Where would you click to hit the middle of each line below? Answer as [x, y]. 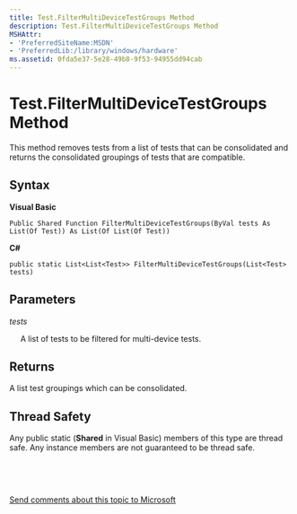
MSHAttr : [26, 34]
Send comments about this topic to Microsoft [93, 500]
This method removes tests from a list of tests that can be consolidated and [149, 147]
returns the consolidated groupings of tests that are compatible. [127, 157]
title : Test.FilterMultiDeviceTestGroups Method [102, 17]
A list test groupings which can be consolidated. [98, 388]
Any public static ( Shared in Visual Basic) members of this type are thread [146, 438]
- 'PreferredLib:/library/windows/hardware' [94, 51]
